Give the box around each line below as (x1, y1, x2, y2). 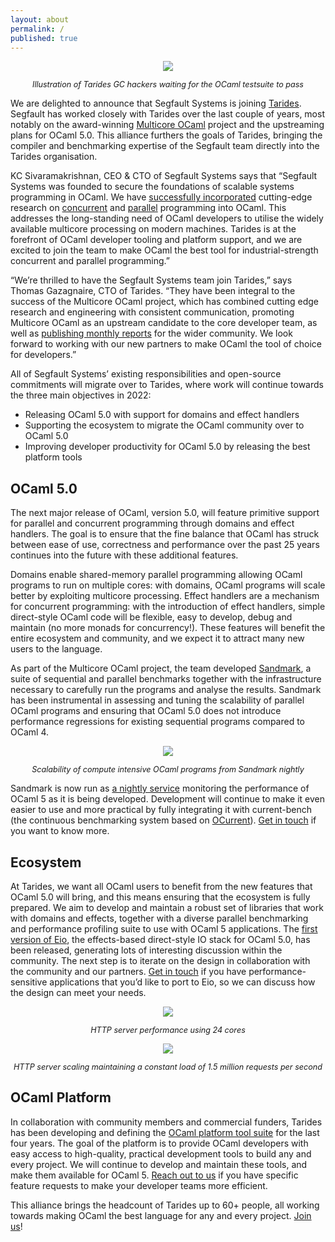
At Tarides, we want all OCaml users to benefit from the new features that (10, 881, 313, 892)
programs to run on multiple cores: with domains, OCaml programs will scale (10, 579, 326, 591)
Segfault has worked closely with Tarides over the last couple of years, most (10, 108, 325, 120)
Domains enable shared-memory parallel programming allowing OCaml (10, 569, 303, 581)
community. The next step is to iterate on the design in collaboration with (10, 955, 311, 966)
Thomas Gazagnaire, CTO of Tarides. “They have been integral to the (10, 285, 296, 297)
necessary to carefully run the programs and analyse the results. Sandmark (10, 684, 322, 696)
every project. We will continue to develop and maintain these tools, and (10, 1158, 308, 1170)
